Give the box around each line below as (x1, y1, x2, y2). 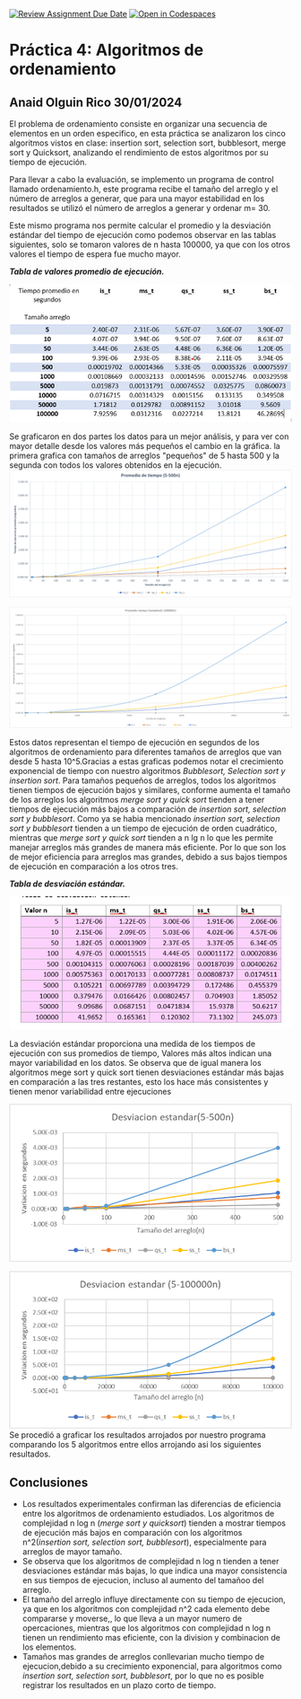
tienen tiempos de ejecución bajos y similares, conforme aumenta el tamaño (9, 784, 291, 795)
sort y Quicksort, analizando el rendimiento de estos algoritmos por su (9, 147, 269, 157)
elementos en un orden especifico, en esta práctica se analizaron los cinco (9, 128, 287, 138)
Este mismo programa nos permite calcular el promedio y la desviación (9, 220, 271, 231)
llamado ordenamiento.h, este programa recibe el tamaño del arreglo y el (9, 184, 279, 194)
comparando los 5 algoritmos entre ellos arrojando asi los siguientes (9, 1439, 262, 1450)
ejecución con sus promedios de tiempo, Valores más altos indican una (9, 1048, 272, 1059)
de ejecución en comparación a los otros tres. (9, 860, 179, 871)
